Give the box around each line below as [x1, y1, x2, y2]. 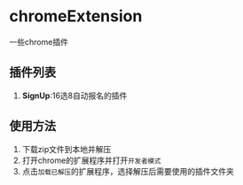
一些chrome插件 [9, 36, 69, 47]
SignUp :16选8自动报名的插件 [21, 90, 128, 101]
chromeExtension [9, 6, 143, 27]
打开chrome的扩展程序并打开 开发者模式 [21, 155, 161, 166]
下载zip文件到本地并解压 [21, 143, 112, 154]
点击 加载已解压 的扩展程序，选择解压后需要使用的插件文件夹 [21, 166, 235, 176]
